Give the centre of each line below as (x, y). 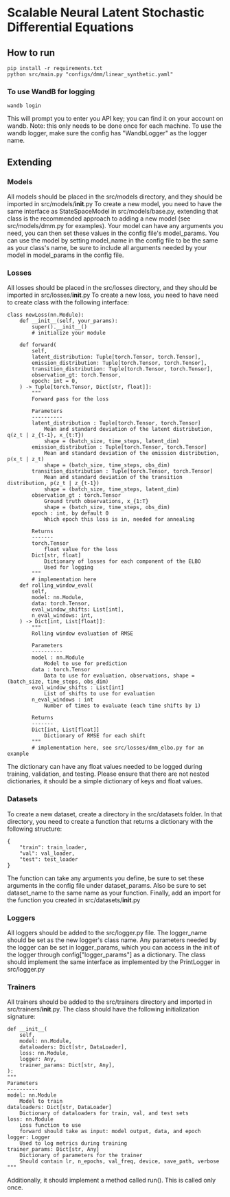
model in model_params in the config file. (66, 255)
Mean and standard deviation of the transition (113, 478)
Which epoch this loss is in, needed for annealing (119, 519)
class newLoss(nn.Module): (46, 315)
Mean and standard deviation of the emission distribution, (131, 454)
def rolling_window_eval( (57, 585)
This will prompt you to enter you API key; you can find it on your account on (115, 119)
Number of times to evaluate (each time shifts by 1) (122, 706)
